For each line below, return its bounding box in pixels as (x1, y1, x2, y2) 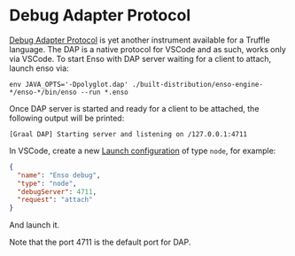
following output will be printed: (9, 112, 125, 123)
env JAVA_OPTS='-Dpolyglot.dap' (9, 80, 128, 89)
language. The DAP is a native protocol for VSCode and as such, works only (9, 43, 286, 54)
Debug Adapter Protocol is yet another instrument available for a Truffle (9, 35, 270, 45)
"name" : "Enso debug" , (17, 170, 101, 180)
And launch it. (9, 220, 60, 230)
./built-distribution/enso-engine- (131, 80, 264, 89)
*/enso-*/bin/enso (9, 88, 77, 97)
